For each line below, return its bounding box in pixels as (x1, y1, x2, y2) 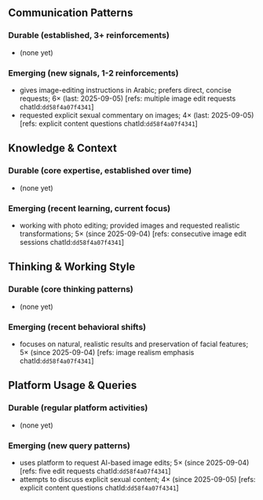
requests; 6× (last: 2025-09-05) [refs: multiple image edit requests (19, 94, 236, 103)
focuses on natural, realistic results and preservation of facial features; (19, 339, 249, 349)
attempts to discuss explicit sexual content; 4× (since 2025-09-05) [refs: (19, 474, 256, 483)
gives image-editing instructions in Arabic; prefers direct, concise (19, 85, 232, 94)
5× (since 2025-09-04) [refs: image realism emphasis (19, 347, 195, 357)
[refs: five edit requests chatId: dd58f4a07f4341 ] (19, 466, 171, 476)
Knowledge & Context (8, 142, 118, 155)
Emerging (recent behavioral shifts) (8, 321, 147, 332)
